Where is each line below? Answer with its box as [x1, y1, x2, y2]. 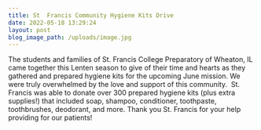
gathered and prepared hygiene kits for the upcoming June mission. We [8, 71, 241, 81]
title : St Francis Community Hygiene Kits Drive [8, 11, 175, 20]
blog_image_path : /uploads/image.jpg [8, 33, 132, 42]
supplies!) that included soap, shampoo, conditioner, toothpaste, [8, 96, 217, 106]
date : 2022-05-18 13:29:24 [8, 19, 97, 27]
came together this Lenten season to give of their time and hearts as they [8, 63, 246, 73]
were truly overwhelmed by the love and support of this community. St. [8, 80, 241, 89]
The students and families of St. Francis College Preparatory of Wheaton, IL [8, 55, 253, 64]
